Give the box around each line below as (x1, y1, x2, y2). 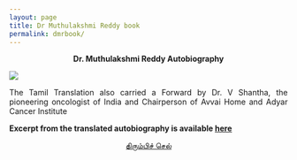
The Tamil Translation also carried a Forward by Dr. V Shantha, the (9, 88, 288, 98)
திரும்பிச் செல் (125, 141, 172, 151)
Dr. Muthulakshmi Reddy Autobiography (72, 54, 225, 65)
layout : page (9, 12, 57, 22)
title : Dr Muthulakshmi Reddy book (9, 21, 141, 30)
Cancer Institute (9, 106, 68, 117)
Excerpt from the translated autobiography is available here (9, 123, 232, 133)
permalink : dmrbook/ (9, 29, 86, 38)
